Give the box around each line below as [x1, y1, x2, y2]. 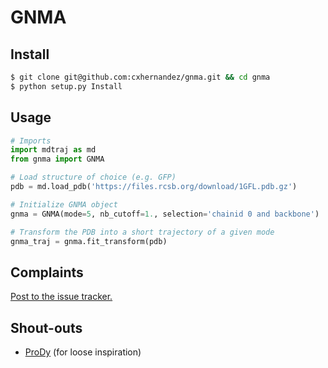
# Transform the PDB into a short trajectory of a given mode [10, 227, 275, 237]
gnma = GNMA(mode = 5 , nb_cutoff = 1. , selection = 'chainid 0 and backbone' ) [10, 209, 320, 219]
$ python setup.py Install [10, 81, 123, 91]
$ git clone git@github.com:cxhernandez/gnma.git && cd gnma [10, 72, 271, 82]
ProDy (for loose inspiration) [24, 346, 142, 358]
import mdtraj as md [10, 145, 97, 155]
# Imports [10, 136, 52, 146]
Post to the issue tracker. [10, 291, 113, 303]
